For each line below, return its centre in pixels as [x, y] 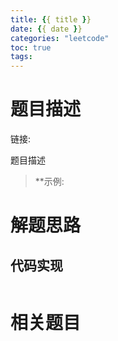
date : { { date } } [46, 29]
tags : [21, 57]
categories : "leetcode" [60, 38]
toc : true [31, 47]
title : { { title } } [51, 19]
